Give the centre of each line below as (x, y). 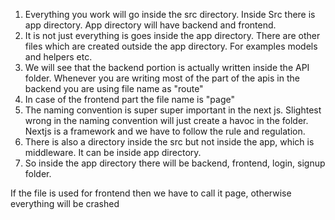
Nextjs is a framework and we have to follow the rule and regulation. (165, 131)
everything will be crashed (65, 203)
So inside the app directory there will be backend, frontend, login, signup (175, 163)
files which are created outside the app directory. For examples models (171, 46)
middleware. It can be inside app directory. (113, 152)
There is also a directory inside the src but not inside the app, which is (169, 142)
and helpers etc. (58, 57)
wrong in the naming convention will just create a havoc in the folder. (166, 120)
